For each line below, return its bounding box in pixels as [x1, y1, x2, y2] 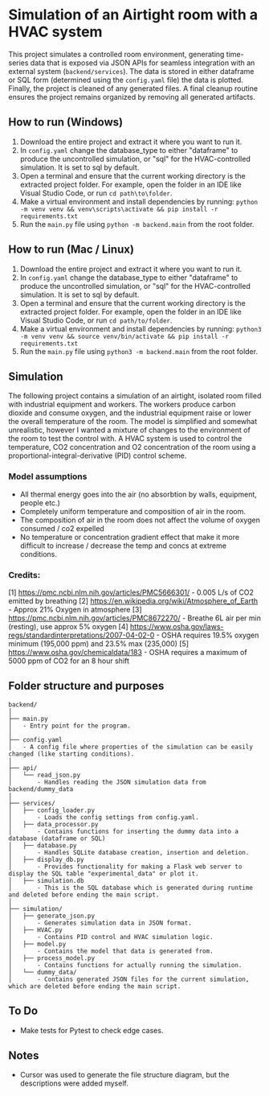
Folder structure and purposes [8, 679, 165, 693]
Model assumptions [8, 471, 88, 482]
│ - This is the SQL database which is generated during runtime [8, 884, 253, 892]
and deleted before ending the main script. [8, 891, 160, 899]
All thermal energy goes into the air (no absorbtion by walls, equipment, [19, 489, 257, 499]
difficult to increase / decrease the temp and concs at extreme [19, 541, 227, 550]
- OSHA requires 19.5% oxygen [156, 630, 259, 640]
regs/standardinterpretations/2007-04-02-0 [8, 630, 155, 640]
